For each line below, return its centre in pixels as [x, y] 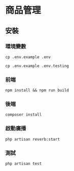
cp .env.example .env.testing [37, 66]
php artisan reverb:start [32, 139]
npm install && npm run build [37, 91]
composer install [24, 115]
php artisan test [24, 164]
